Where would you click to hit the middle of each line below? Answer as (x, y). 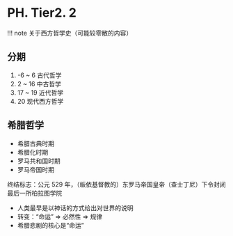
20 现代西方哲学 (40, 101)
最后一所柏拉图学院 (35, 193)
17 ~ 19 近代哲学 (40, 93)
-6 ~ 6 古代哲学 (39, 75)
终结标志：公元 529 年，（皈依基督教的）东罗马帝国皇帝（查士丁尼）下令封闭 (116, 184)
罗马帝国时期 (35, 169)
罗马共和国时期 (39, 161)
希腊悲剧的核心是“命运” (51, 225)
